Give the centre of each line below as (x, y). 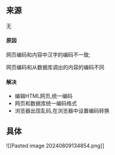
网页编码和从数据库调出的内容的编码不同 (55, 67)
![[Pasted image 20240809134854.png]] (55, 146)
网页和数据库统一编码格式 (46, 103)
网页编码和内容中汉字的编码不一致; (48, 55)
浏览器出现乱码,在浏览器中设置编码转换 (62, 111)
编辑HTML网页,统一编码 (43, 96)
